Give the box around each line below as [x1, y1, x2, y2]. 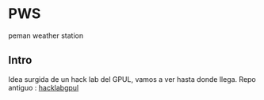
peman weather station [8, 31, 84, 40]
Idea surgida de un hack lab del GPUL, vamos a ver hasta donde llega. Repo [8, 74, 256, 83]
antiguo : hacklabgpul [8, 83, 79, 92]
